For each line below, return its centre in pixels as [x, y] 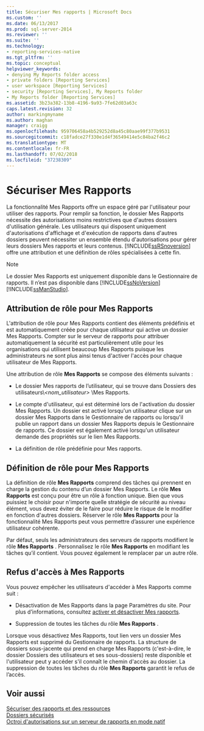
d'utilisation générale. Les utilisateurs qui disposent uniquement [86, 226]
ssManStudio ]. [51, 289]
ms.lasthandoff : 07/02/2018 [42, 154]
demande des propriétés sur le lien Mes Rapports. [78, 437]
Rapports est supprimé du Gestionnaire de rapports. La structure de [91, 642]
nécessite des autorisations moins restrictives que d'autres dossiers [92, 220]
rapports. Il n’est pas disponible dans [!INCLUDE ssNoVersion [83, 283]
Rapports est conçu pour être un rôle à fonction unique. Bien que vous [95, 495]
